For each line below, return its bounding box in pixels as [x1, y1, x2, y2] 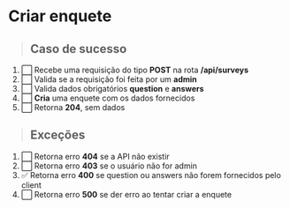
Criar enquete [8, 6, 112, 26]
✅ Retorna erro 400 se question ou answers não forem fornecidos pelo [20, 169, 282, 180]
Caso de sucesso [29, 41, 127, 56]
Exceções [29, 128, 86, 143]
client [20, 179, 42, 190]
